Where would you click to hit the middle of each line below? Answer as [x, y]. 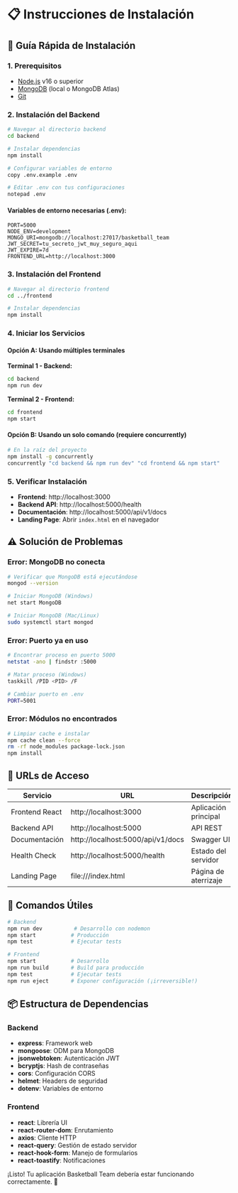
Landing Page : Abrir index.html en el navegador [88, 519]
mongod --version [33, 583]
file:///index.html [98, 876]
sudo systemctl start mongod [50, 622]
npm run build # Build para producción [75, 968]
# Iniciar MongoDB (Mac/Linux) [53, 616]
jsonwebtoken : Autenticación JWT [69, 1058]
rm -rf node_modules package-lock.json [66, 747]
